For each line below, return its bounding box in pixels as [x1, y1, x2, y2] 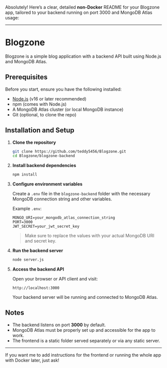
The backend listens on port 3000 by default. [12, 322, 106, 328]
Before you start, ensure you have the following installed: [5, 86, 122, 92]
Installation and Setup [5, 126, 75, 135]
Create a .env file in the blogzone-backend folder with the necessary [12, 191, 151, 197]
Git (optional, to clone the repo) [12, 111, 77, 117]
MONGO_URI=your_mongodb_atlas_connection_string [12, 215, 115, 220]
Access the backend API [12, 266, 65, 273]
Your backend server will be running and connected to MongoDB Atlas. [12, 294, 158, 300]
